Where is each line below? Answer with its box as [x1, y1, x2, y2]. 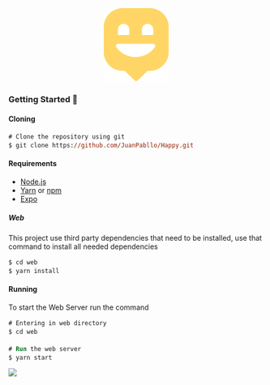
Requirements [8, 159, 58, 169]
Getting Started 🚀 [8, 93, 79, 105]
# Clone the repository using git [8, 133, 126, 141]
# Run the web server [8, 344, 82, 353]
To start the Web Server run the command [8, 302, 149, 312]
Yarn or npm [19, 186, 62, 195]
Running [8, 284, 38, 294]
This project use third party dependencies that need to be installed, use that [8, 233, 262, 243]
